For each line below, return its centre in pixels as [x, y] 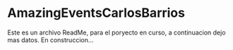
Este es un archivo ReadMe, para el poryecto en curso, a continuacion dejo [116, 32]
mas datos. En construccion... [50, 39]
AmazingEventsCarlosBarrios [96, 13]
